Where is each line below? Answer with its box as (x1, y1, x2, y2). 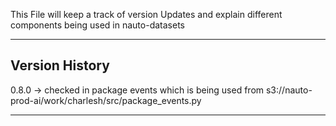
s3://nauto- (265, 84, 313, 96)
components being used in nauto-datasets (10, 19, 185, 31)
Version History (10, 57, 110, 74)
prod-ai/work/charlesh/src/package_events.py (10, 94, 202, 106)
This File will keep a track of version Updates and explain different (10, 9, 283, 20)
